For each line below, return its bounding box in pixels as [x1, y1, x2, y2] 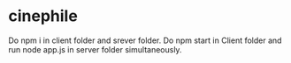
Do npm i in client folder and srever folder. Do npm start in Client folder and [8, 35, 282, 45]
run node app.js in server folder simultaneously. [8, 44, 182, 54]
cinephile [8, 6, 79, 26]
